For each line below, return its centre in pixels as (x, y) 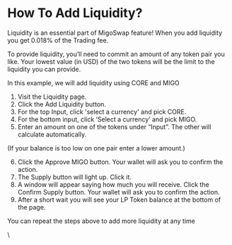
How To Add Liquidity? (75, 13)
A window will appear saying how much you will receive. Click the (114, 184)
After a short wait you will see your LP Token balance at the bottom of (119, 200)
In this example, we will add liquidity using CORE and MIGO (94, 82)
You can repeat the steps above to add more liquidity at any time (101, 221)
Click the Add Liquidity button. (62, 104)
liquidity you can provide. (44, 69)
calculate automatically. (52, 134)
